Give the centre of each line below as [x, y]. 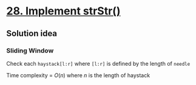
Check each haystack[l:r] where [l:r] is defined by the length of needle [98, 63]
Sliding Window [30, 51]
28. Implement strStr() [63, 11]
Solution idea [32, 33]
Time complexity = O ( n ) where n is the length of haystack [78, 75]
